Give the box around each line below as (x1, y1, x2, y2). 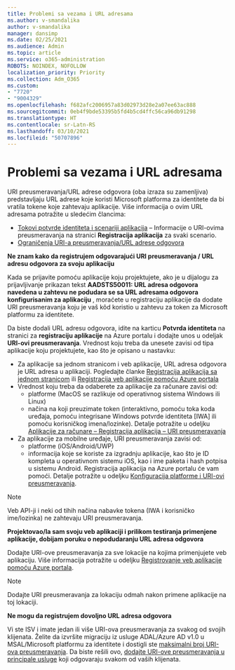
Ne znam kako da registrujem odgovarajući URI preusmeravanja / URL (7, 252, 214, 260)
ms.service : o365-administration (7, 56, 105, 63)
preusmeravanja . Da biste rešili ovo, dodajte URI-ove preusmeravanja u (19, 648, 225, 656)
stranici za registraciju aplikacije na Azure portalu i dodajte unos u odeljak (7, 331, 223, 340)
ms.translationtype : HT (7, 114, 77, 121)
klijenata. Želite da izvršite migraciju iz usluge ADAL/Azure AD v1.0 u (7, 633, 205, 641)
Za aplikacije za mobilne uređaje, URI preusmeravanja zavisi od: (17, 434, 202, 443)
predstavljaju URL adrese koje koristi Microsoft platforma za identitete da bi (7, 195, 224, 203)
